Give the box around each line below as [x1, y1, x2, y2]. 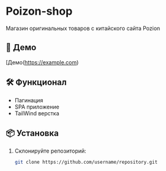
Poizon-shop [6, 4, 73, 18]
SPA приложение [14, 103, 59, 110]
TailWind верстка [14, 109, 59, 117]
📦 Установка [6, 127, 59, 139]
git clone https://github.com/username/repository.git [14, 159, 158, 165]
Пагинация [14, 96, 43, 104]
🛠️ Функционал [6, 77, 67, 88]
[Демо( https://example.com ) [6, 58, 79, 66]
